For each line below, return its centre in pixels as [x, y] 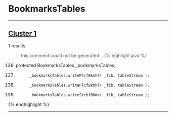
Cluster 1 [23, 34]
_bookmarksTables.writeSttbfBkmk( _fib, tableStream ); [89, 95]
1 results [17, 45]
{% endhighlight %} [29, 104]
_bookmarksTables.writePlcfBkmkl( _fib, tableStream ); [89, 85]
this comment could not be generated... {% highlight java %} [84, 55]
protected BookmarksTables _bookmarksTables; [66, 65]
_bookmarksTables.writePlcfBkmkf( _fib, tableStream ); [89, 75]
